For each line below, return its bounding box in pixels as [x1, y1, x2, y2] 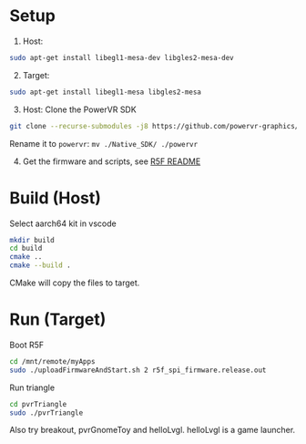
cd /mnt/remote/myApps [9, 356, 96, 366]
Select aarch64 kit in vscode [9, 218, 117, 229]
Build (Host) [9, 188, 102, 208]
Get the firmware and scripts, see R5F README [22, 156, 201, 167]
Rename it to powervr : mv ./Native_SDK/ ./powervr [9, 138, 199, 149]
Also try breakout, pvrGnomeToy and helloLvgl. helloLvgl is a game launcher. [9, 425, 296, 436]
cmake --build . [9, 261, 71, 270]
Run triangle [9, 382, 56, 393]
